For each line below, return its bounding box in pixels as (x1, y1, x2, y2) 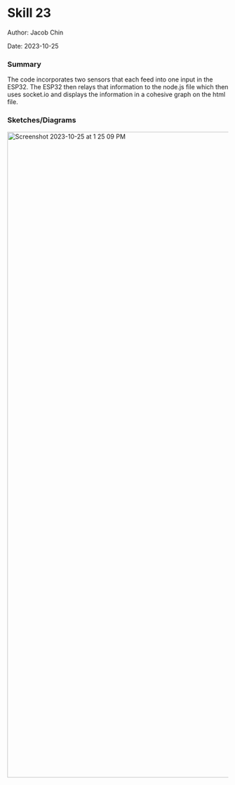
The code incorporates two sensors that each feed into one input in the (7, 75, 213, 84)
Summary (7, 59, 42, 69)
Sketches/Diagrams (7, 115, 76, 125)
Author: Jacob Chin (7, 28, 64, 37)
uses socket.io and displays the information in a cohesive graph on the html (7, 90, 226, 99)
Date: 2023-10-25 (7, 41, 59, 50)
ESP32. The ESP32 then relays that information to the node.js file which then (7, 83, 229, 91)
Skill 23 (7, 5, 51, 21)
